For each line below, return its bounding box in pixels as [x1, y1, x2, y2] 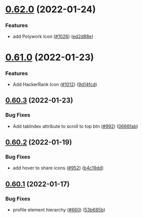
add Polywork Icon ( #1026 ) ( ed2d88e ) [12, 33, 94, 39]
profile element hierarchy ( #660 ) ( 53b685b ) [12, 207, 106, 213]
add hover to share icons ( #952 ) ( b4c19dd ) [12, 165, 104, 171]
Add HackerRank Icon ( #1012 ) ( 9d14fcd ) [12, 81, 97, 88]
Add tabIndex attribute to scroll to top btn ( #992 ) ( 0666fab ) [12, 123, 138, 129]
